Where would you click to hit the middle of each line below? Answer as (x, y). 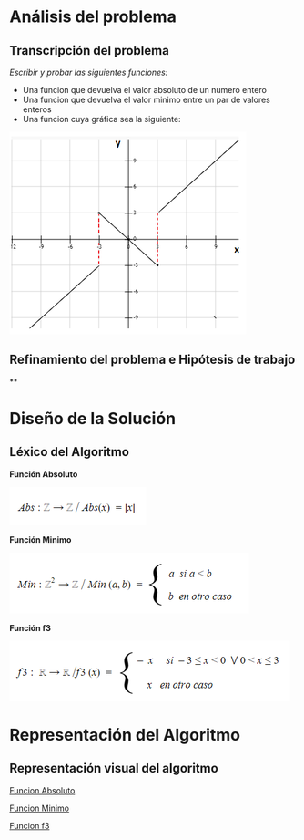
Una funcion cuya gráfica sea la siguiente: (101, 119)
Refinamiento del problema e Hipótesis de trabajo (152, 360)
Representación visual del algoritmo (114, 768)
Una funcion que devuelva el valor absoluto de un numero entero (144, 90)
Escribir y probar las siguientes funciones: (89, 72)
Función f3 (30, 627)
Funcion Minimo (40, 808)
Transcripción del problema (90, 51)
